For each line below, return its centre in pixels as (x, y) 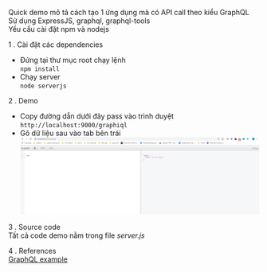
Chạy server (40, 77)
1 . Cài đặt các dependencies (56, 45)
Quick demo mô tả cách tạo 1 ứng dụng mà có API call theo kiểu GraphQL (129, 12)
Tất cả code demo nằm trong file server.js (77, 235)
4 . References (32, 251)
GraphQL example (38, 259)
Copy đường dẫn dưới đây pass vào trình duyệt (96, 116)
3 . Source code (35, 227)
